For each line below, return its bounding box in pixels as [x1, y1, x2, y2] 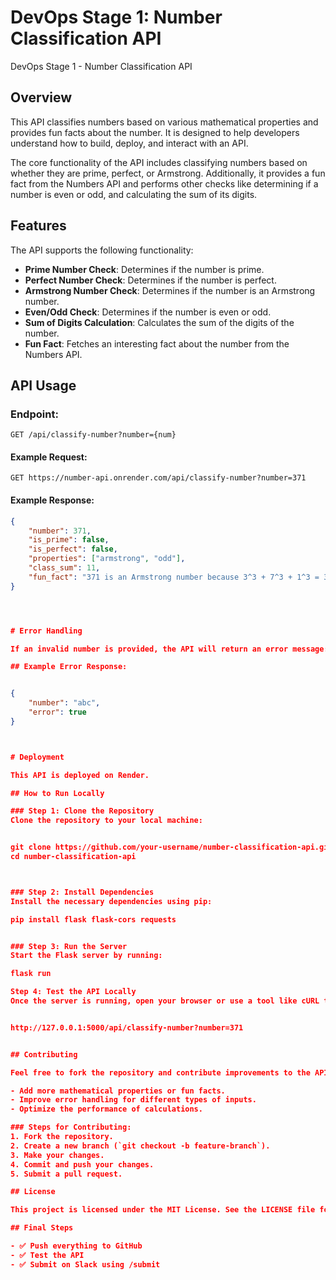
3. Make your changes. [10, 1150, 105, 1160]
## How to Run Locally [10, 788, 105, 798]
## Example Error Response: [10, 662, 128, 672]
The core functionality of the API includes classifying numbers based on [10, 156, 308, 168]
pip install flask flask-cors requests [10, 914, 177, 925]
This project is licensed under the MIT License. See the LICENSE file [10, 1205, 316, 1215]
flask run [10, 969, 52, 979]
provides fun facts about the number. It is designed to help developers [10, 126, 300, 138]
